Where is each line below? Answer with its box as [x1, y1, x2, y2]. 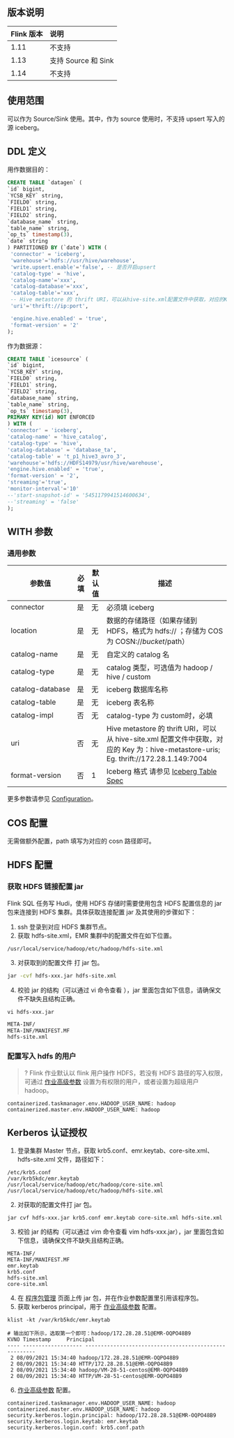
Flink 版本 [10, 29, 43, 38]
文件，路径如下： [56, 1155, 106, 1164]
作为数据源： [7, 341, 44, 350]
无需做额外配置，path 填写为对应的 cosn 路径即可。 [7, 837, 155, 846]
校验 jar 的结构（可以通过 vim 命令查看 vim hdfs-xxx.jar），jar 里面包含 [17, 1227, 218, 1236]
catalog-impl [10, 710, 54, 720]
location [10, 626, 37, 636]
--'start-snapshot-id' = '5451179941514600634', [7, 491, 151, 499]
